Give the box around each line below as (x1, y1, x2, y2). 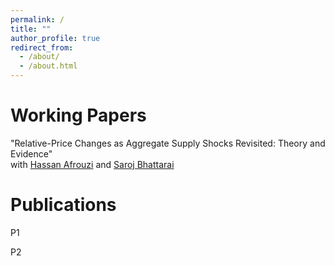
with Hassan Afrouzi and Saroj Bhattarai (10, 158, 175, 170)
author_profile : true (10, 33, 101, 43)
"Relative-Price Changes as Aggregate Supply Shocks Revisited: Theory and (10, 137, 326, 149)
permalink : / (10, 14, 65, 25)
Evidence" (10, 147, 53, 160)
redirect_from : (10, 42, 74, 53)
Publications (10, 194, 117, 216)
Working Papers (10, 104, 147, 127)
